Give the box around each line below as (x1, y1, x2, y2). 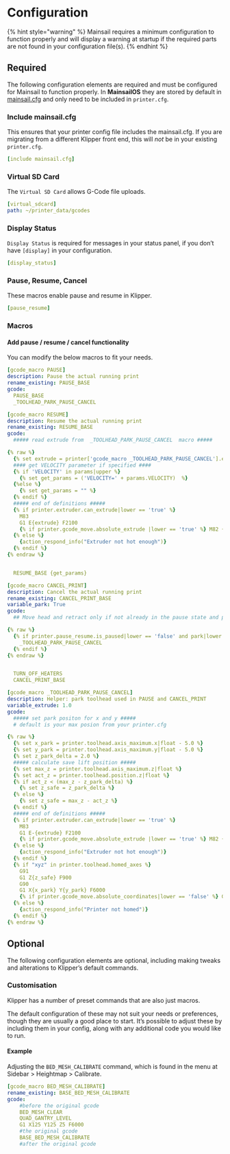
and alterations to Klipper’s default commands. (7, 964, 139, 972)
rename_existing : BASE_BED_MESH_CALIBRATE (7, 1089, 130, 1096)
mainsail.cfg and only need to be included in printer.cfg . (7, 95, 169, 103)
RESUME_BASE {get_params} (13, 569, 88, 577)
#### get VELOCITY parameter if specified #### (13, 462, 152, 469)
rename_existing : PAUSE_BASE (7, 379, 90, 386)
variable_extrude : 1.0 (7, 702, 72, 709)
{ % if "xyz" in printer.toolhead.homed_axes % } (13, 861, 152, 868)
